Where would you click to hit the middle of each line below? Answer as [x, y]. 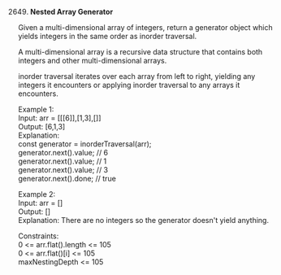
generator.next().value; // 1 [63, 161]
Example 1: [36, 109]
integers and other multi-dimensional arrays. [93, 61]
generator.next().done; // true [67, 179]
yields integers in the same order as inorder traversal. [108, 36]
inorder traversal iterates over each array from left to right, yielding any [137, 76]
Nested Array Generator [71, 12]
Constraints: [39, 236]
